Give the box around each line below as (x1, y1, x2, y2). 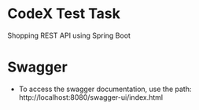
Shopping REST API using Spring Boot (7, 31, 131, 40)
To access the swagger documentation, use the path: (18, 84, 192, 93)
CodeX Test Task (7, 5, 121, 23)
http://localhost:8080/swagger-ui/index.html (18, 92, 163, 102)
